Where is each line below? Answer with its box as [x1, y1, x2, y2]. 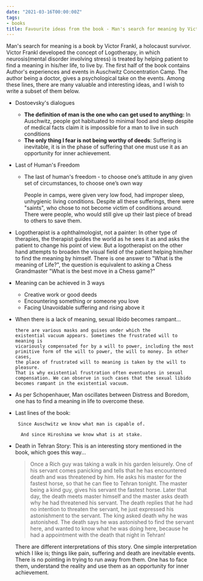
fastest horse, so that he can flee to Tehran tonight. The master [30, 480, 188, 487]
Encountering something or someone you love [24, 298, 139, 305]
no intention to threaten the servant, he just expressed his [30, 506, 174, 513]
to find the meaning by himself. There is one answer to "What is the [14, 255, 183, 262]
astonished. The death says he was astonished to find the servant [30, 519, 195, 526]
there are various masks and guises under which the [14, 327, 151, 334]
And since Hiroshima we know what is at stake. [21, 432, 143, 438]
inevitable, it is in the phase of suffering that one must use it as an [24, 143, 188, 150]
